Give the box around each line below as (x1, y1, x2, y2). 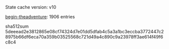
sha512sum (5, 23, 29, 29)
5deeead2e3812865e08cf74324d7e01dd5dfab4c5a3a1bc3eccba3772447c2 (5, 29, 164, 34)
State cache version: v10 (5, 4, 57, 10)
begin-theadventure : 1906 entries (5, 14, 75, 19)
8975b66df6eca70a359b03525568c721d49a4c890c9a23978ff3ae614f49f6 (5, 34, 163, 40)
